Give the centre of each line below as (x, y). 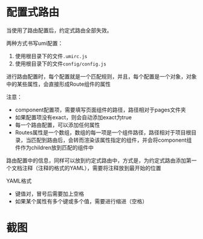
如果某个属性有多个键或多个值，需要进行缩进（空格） (81, 201)
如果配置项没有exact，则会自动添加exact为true (73, 117)
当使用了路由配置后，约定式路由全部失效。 (59, 30)
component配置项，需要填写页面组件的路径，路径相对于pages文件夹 (100, 110)
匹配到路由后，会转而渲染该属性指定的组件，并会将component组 (111, 140)
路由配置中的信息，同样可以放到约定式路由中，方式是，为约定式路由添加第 (99, 160)
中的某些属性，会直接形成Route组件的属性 (59, 84)
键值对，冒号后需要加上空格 (50, 194)
